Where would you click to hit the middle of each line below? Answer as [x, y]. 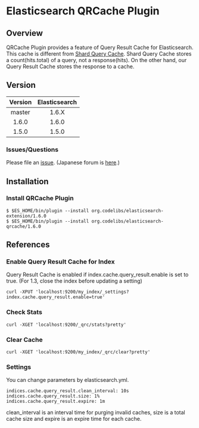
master [21, 112]
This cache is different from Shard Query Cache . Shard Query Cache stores [99, 54]
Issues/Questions [32, 149]
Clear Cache [24, 340]
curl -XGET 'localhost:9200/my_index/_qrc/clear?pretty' [78, 352]
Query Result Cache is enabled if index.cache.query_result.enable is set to [97, 275]
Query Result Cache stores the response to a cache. [70, 66]
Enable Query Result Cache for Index [60, 262]
